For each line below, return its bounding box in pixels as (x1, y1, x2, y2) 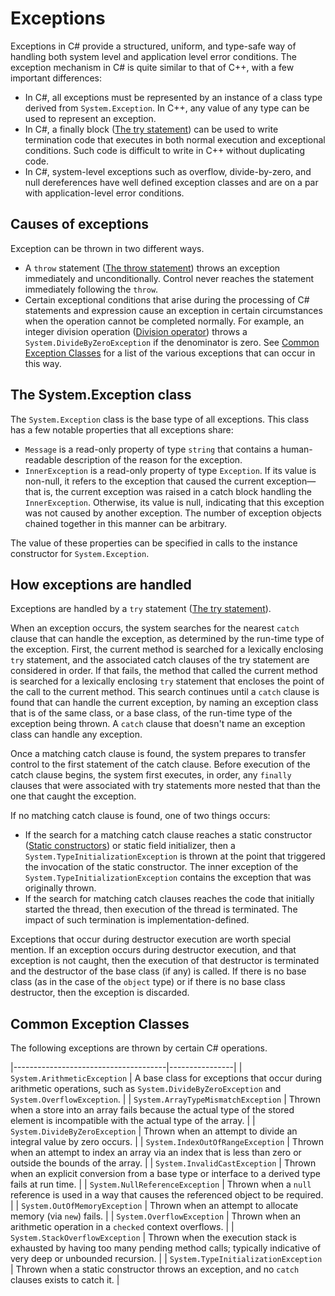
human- (280, 443, 313, 455)
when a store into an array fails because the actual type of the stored (10, 1104, 295, 1116)
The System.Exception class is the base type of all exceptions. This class (10, 413, 310, 425)
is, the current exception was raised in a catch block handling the (43, 485, 312, 497)
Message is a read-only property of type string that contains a (24, 443, 279, 455)
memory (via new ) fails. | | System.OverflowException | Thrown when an (10, 1210, 301, 1222)
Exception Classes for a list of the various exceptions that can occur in (24, 347, 316, 359)
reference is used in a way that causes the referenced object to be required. (10, 1189, 324, 1201)
